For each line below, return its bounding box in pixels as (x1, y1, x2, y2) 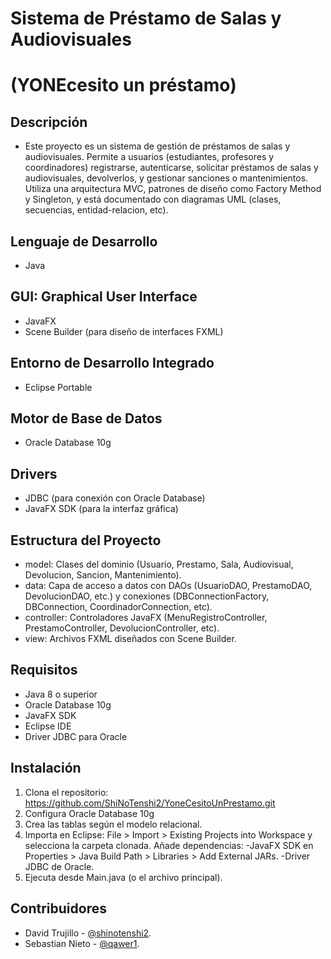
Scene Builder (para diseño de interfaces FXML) (24, 325, 224, 337)
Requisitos (10, 662, 78, 679)
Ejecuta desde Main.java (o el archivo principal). (24, 871, 223, 883)
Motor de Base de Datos (10, 410, 163, 427)
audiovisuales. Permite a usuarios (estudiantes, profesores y (24, 151, 275, 163)
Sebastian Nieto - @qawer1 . (24, 937, 140, 949)
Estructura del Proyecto (10, 532, 162, 549)
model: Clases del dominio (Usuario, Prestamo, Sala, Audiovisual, (24, 558, 294, 571)
